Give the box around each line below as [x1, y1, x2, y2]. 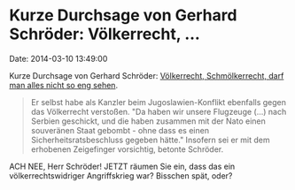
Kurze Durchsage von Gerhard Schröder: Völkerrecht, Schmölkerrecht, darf [9, 70, 284, 80]
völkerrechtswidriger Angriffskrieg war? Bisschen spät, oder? [9, 170, 233, 181]
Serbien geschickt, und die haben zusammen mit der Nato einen [30, 116, 266, 126]
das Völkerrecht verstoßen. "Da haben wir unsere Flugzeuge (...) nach [30, 106, 287, 117]
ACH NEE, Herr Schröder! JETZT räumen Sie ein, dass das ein [9, 161, 236, 171]
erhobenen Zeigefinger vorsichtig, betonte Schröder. [30, 143, 224, 155]
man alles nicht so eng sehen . [9, 80, 118, 90]
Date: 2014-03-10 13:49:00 [9, 53, 108, 64]
